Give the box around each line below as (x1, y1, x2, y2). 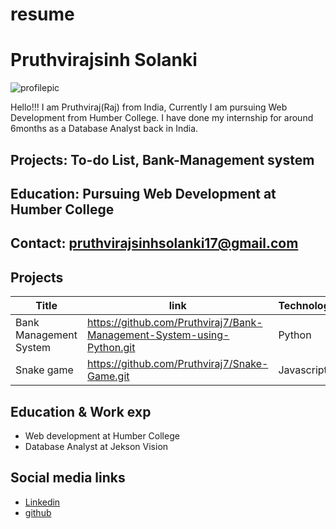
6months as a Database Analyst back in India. (10, 123, 199, 135)
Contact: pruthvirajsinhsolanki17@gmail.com (10, 235, 299, 252)
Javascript (278, 363, 328, 377)
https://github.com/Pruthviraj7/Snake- (87, 357, 269, 371)
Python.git (87, 341, 136, 355)
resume (10, 3, 75, 26)
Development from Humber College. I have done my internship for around (10, 112, 314, 124)
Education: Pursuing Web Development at (10, 185, 277, 202)
